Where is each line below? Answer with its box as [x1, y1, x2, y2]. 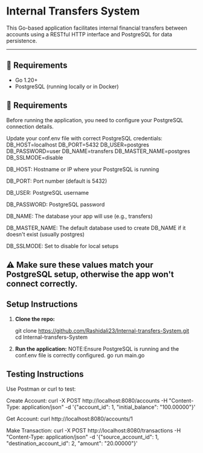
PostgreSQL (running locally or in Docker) [14, 83, 119, 90]
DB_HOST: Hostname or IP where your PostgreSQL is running [6, 165, 159, 173]
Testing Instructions [6, 369, 84, 379]
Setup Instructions [6, 299, 78, 310]
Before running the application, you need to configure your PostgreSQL [6, 116, 184, 123]
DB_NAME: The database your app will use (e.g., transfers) [6, 212, 153, 220]
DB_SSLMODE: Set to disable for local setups [6, 242, 119, 249]
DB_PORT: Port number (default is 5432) [6, 177, 108, 184]
